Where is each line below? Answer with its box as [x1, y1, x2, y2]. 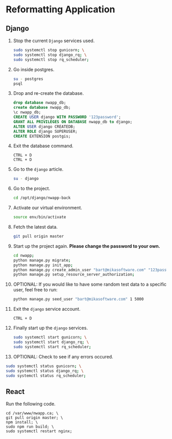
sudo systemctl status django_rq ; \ [6, 368, 84, 373]
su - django [13, 176, 39, 182]
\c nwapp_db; [13, 110, 41, 115]
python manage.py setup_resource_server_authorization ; [13, 272, 135, 277]
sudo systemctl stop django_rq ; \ [13, 52, 87, 57]
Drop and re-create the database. [13, 90, 84, 96]
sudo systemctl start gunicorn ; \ [13, 335, 87, 340]
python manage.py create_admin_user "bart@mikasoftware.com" [13, 267, 146, 272]
